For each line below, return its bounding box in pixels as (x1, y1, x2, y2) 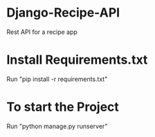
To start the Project (6, 99, 119, 115)
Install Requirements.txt (6, 52, 148, 68)
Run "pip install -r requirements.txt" (6, 75, 108, 83)
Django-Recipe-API (6, 5, 120, 21)
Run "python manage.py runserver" (6, 122, 108, 130)
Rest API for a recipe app (6, 28, 77, 36)
